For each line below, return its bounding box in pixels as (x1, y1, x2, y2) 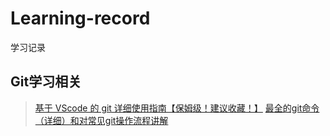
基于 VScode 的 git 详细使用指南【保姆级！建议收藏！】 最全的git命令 (34, 102, 320, 114)
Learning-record (10, 7, 151, 30)
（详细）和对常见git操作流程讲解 (34, 114, 169, 126)
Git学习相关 (10, 73, 82, 91)
